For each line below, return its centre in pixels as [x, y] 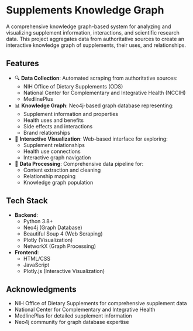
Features [23, 64]
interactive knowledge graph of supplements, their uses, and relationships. [96, 45]
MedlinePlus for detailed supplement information [73, 316]
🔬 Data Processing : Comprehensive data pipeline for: [79, 163]
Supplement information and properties [71, 114]
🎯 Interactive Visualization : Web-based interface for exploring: [91, 139]
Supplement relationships [54, 145]
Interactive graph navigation [57, 157]
